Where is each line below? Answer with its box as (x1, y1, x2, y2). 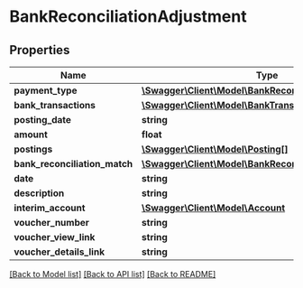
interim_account (14, 201, 86, 214)
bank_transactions (14, 99, 96, 111)
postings (14, 143, 53, 155)
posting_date (14, 114, 72, 125)
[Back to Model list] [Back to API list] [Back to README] (9, 269, 216, 279)
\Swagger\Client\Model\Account (141, 201, 286, 214)
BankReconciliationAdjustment (9, 6, 247, 27)
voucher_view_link (14, 231, 96, 243)
